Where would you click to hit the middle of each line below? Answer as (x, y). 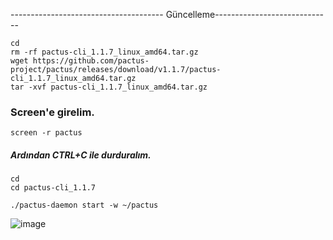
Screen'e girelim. (52, 112)
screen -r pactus (46, 133)
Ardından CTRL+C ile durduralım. (81, 155)
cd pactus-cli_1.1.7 (53, 188)
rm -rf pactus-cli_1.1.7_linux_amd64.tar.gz (104, 52)
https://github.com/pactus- (91, 61)
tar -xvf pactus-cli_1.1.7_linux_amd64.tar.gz (109, 87)
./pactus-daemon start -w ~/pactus (84, 205)
